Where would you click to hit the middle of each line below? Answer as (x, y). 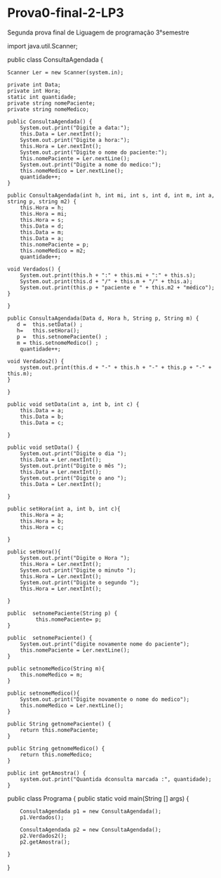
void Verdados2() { (36, 361)
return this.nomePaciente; (59, 730)
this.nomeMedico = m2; (53, 251)
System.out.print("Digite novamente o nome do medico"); (105, 699)
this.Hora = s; (42, 220)
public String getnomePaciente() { (59, 724)
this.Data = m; (42, 232)
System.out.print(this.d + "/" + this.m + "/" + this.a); (106, 281)
